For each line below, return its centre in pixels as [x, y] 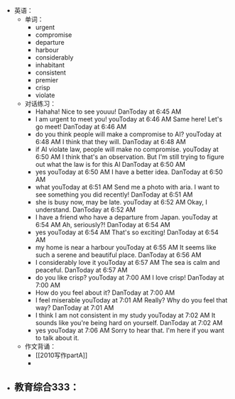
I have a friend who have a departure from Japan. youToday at [126, 217]
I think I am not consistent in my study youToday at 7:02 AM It [125, 315]
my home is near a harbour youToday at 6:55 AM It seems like [126, 247]
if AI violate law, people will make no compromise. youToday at [127, 149]
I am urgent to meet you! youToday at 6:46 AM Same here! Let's [129, 119]
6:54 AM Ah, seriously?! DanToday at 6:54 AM [103, 225]
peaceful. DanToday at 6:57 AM [81, 270]
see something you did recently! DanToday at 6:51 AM [114, 195]
